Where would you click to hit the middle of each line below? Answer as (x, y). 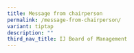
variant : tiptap (30, 26)
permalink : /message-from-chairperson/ (64, 20)
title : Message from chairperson (55, 13)
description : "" (30, 33)
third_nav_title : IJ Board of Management (67, 39)
